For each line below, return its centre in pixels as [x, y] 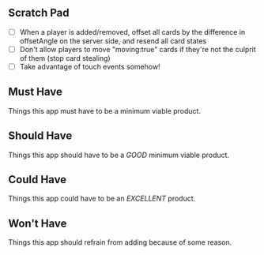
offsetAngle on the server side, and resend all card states [113, 41]
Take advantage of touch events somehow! [90, 66]
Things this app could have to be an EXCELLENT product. [102, 199]
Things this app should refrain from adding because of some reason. [120, 242]
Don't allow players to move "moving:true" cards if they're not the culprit [138, 49]
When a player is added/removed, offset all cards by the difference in [132, 32]
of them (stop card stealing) [65, 58]
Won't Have [38, 223]
